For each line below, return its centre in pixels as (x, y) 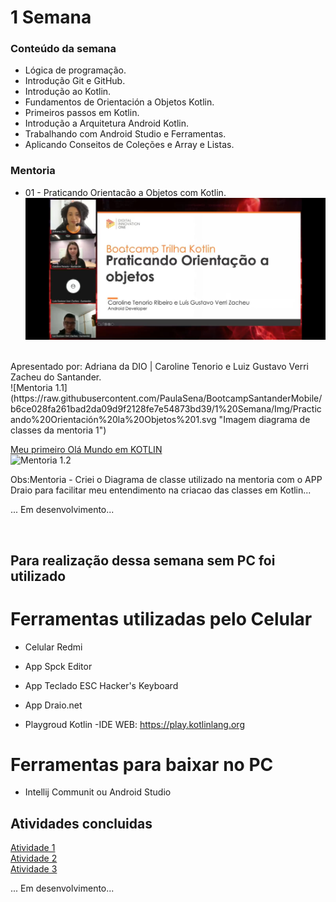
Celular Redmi (53, 647)
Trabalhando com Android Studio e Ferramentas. (125, 134)
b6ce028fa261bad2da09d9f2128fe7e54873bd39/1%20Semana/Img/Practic (166, 409)
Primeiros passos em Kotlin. (82, 113)
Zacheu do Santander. (56, 377)
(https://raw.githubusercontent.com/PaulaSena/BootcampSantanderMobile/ (166, 398)
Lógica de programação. (75, 70)
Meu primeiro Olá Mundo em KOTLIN (86, 450)
